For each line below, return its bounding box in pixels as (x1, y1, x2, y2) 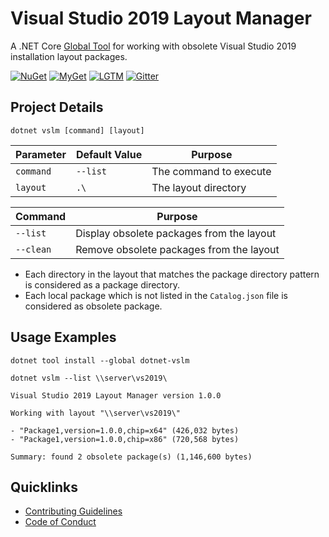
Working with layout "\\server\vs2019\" (10, 408, 182, 418)
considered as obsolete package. (24, 300, 163, 312)
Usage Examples (10, 329, 117, 346)
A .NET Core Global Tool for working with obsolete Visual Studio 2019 (10, 40, 297, 52)
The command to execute (151, 164, 272, 178)
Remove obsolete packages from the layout (75, 242, 280, 256)
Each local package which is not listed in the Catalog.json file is (24, 289, 288, 301)
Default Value (75, 147, 143, 161)
